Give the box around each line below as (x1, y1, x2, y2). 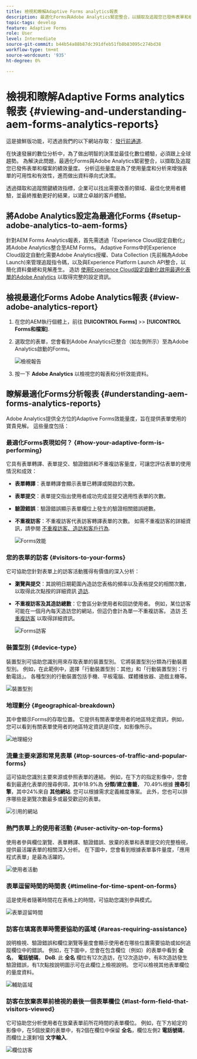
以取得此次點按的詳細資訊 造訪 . (14, 588, 90, 595)
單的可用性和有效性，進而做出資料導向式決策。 (6, 172, 119, 179)
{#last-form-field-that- (121, 997, 189, 1006)
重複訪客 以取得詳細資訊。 (14, 615, 78, 622)
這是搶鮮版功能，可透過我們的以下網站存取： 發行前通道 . (6, 137, 142, 144)
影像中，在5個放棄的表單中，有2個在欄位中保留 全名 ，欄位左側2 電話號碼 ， (6, 1026, 188, 1034)
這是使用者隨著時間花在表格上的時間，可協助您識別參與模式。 (6, 896, 155, 903)
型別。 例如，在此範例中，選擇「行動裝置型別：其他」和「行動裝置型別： (6, 665, 182, 673)
